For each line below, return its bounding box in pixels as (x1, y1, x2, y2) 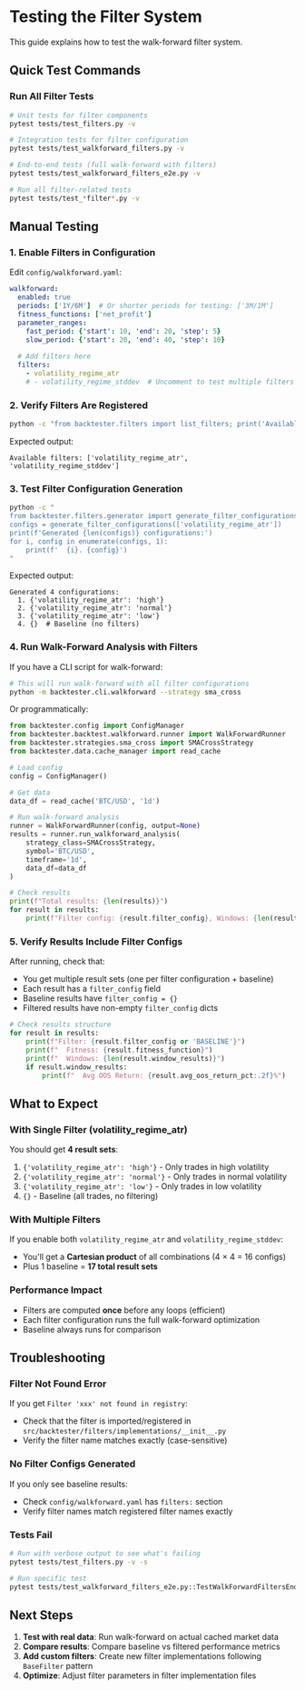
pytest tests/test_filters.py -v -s (9, 1557, 148, 1566)
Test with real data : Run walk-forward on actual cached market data (22, 1632, 280, 1643)
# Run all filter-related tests (9, 185, 132, 195)
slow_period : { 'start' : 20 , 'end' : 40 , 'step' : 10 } (25, 335, 225, 345)
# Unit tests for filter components (9, 111, 148, 120)
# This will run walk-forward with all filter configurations (9, 679, 250, 688)
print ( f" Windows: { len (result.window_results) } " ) (25, 1054, 225, 1063)
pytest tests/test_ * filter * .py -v (9, 194, 141, 203)
